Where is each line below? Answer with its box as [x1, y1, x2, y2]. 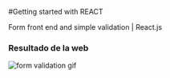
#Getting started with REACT [8, 7, 103, 16]
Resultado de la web [8, 42, 89, 53]
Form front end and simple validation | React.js [8, 23, 163, 31]
